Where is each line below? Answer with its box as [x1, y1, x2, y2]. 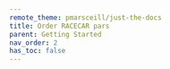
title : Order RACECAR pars [9, 22, 110, 30]
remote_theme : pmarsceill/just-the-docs [9, 13, 163, 22]
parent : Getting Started [9, 30, 102, 39]
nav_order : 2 [9, 38, 58, 47]
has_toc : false [9, 47, 66, 56]
